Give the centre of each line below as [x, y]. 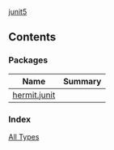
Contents [32, 37]
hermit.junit [34, 95]
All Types [24, 136]
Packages [28, 60]
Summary [82, 81]
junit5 [18, 12]
